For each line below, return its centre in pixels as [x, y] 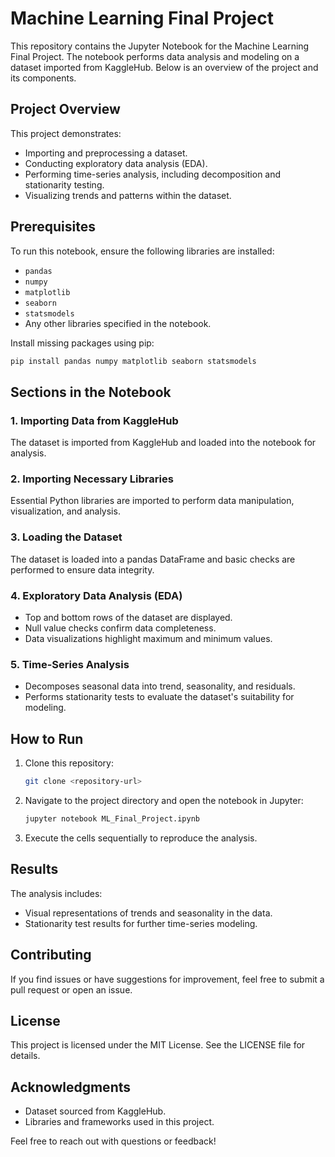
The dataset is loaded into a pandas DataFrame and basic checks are [153, 559]
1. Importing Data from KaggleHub [94, 420]
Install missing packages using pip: [82, 343]
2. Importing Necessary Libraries [92, 479]
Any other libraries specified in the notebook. [118, 323]
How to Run [47, 738]
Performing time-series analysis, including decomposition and [153, 174]
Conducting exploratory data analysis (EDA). [116, 163]
